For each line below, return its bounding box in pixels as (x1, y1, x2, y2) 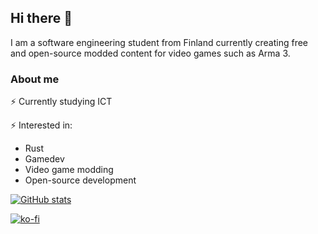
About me (10, 72, 60, 86)
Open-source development (24, 174, 137, 186)
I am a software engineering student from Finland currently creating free (10, 36, 309, 48)
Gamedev (24, 153, 65, 165)
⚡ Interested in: (10, 119, 73, 131)
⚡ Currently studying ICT (10, 96, 113, 108)
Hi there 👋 (10, 10, 73, 27)
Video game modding (24, 164, 114, 176)
